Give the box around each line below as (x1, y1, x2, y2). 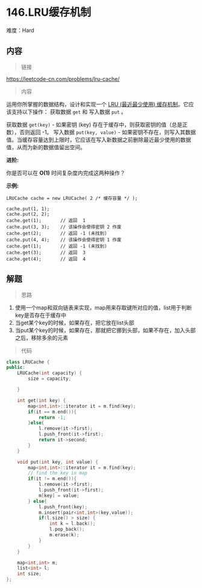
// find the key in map (28, 470, 87, 476)
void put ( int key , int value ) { (17, 459, 98, 465)
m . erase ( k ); (49, 532, 80, 538)
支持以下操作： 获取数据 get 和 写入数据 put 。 (11, 108, 127, 115)
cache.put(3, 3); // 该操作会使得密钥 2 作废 (6, 224, 122, 230)
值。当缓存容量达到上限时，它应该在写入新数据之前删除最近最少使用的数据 (6, 136, 191, 143)
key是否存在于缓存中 (14, 312, 66, 319)
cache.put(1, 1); (6, 206, 50, 212)
